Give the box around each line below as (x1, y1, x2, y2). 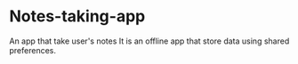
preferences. (9, 44, 56, 55)
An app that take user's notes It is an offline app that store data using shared (9, 36, 290, 46)
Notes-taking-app (9, 6, 146, 27)
